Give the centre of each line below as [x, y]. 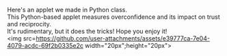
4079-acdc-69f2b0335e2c [45, 46]
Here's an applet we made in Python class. [67, 10]
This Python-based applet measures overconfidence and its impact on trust [113, 17]
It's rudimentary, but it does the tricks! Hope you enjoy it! [87, 31]
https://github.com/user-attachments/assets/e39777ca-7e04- [123, 38]
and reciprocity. [29, 24]
